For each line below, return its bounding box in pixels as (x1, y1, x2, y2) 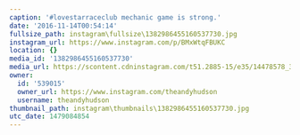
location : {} (9, 46, 58, 55)
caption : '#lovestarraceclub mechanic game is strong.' (9, 12, 221, 22)
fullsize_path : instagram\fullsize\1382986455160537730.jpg (9, 29, 238, 38)
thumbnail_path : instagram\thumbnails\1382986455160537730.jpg (9, 104, 250, 113)
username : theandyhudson (17, 95, 110, 105)
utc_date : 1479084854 (9, 112, 90, 121)
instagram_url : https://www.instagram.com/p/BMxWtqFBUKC (9, 37, 226, 47)
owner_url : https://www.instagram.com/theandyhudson (17, 87, 218, 96)
